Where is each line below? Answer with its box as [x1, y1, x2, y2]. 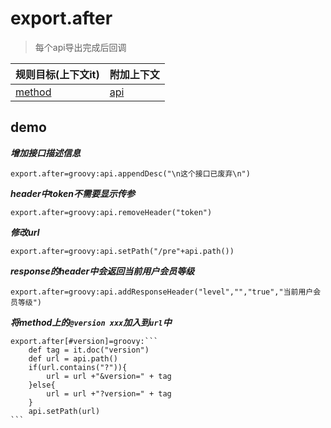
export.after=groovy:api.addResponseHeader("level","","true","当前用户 [10, 287, 314, 297]
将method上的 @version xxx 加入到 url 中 [10, 316, 172, 328]
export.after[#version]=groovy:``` [10, 336, 159, 346]
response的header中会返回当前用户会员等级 [10, 265, 195, 277]
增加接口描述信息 [10, 147, 81, 159]
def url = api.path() [28, 353, 118, 364]
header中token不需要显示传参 [10, 187, 135, 199]
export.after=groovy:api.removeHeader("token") [10, 207, 213, 217]
